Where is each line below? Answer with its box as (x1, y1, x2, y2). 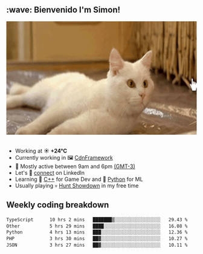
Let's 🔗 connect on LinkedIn (14, 169, 85, 176)
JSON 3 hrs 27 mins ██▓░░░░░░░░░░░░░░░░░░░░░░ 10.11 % (6, 242, 188, 249)
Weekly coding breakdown (6, 200, 109, 210)
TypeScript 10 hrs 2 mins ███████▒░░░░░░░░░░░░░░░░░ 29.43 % (6, 217, 188, 223)
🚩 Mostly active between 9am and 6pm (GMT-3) (14, 163, 136, 170)
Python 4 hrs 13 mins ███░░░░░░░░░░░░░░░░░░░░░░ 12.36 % (6, 229, 188, 235)
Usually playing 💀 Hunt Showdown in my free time (14, 181, 139, 189)
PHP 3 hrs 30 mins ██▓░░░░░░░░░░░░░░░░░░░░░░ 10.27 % (6, 236, 188, 242)
